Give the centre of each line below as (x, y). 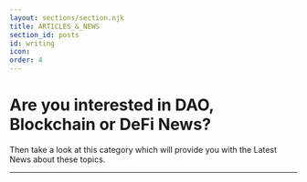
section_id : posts (44, 35)
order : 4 (26, 60)
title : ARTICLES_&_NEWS (55, 26)
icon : (20, 52)
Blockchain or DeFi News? (111, 125)
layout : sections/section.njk (67, 18)
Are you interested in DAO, (112, 105)
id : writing (32, 43)
